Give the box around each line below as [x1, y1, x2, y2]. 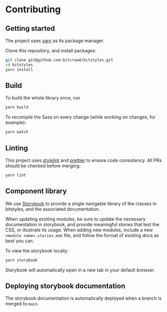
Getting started [5, 24, 55, 33]
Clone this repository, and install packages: [5, 48, 96, 53]
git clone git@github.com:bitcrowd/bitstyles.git [5, 57, 114, 63]
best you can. [5, 238, 34, 244]
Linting [5, 144, 28, 152]
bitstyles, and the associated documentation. [5, 206, 100, 212]
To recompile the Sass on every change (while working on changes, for [5, 114, 156, 120]
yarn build [5, 105, 29, 110]
